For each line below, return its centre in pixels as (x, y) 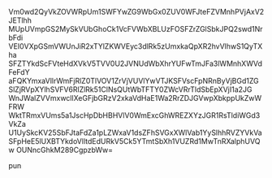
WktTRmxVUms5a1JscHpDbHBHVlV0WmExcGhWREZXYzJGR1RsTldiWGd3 (134, 115)
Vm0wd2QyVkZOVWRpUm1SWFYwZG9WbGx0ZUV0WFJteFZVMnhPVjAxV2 (136, 12)
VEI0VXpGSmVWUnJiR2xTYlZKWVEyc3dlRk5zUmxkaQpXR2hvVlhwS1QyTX (136, 46)
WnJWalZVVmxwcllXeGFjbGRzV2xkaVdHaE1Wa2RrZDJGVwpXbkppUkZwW (135, 98)
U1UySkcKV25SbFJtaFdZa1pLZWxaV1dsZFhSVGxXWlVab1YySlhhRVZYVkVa (135, 132)
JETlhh (20, 20)
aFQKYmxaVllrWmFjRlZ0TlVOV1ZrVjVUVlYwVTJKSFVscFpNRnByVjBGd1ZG (134, 81)
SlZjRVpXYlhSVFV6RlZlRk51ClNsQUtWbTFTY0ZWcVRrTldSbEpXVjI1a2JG (130, 89)
